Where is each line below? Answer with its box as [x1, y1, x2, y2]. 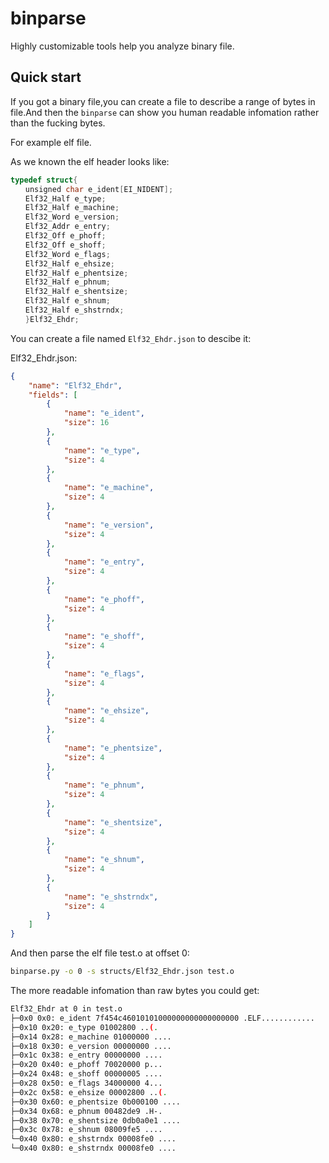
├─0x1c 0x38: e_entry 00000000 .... [10, 1050, 163, 1061]
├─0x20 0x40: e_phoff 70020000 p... [10, 1060, 163, 1070]
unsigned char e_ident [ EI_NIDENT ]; [24, 184, 174, 194]
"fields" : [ [28, 390, 78, 400]
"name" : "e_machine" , [63, 483, 155, 493]
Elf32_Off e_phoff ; [24, 231, 107, 241]
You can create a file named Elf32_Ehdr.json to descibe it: [10, 332, 252, 344]
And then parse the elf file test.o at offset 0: [10, 947, 190, 959]
